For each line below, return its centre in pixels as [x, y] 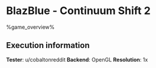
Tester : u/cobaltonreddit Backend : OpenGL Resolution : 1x [77, 59]
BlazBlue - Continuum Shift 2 [78, 11]
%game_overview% [30, 27]
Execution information [48, 45]
